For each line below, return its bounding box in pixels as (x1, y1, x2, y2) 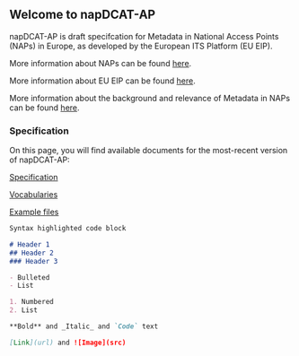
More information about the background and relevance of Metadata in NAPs (9, 92, 290, 103)
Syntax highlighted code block (9, 224, 127, 233)
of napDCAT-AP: (9, 154, 70, 165)
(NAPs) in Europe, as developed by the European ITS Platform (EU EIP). (9, 40, 273, 51)
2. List (9, 306, 39, 315)
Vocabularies (9, 189, 58, 200)
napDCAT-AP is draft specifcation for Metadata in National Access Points (9, 30, 279, 41)
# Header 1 (9, 239, 50, 249)
